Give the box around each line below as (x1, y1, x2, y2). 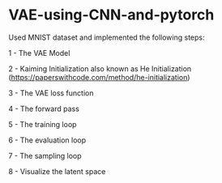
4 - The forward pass (8, 104, 79, 113)
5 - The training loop (8, 119, 77, 129)
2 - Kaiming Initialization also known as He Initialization (8, 63, 192, 74)
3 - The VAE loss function (8, 87, 94, 98)
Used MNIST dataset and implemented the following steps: (8, 32, 205, 42)
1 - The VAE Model (8, 48, 70, 57)
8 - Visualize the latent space (8, 166, 106, 176)
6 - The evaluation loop (8, 135, 87, 145)
